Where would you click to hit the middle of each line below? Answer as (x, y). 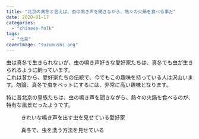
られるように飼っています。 (40, 69)
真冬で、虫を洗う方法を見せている (63, 130)
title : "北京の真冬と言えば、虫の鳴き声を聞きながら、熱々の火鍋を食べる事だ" (91, 12)
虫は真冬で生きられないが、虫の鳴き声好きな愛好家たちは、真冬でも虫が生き (100, 62)
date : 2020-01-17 (28, 17)
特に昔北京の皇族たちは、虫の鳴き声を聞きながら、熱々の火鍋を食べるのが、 (100, 97)
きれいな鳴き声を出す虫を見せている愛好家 (73, 117)
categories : (21, 23)
